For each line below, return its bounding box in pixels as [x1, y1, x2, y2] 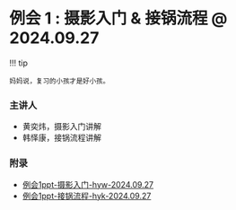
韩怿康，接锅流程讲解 [22, 132, 101, 144]
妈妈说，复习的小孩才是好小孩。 [9, 76, 110, 85]
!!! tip [9, 57, 29, 68]
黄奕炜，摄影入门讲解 [22, 121, 101, 132]
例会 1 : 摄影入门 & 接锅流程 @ [9, 8, 228, 29]
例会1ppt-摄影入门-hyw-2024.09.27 [22, 179, 154, 189]
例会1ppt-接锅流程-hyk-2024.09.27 [22, 190, 152, 201]
